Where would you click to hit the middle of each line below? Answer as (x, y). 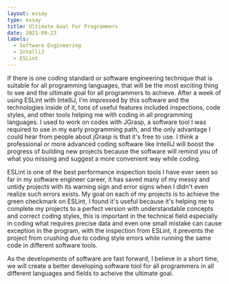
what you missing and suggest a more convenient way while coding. (104, 159)
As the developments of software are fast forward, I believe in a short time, (113, 258)
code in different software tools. (52, 245)
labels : (18, 39)
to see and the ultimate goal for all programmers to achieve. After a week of (114, 92)
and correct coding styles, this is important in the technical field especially (112, 216)
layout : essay (28, 13)
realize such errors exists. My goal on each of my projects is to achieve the (113, 194)
